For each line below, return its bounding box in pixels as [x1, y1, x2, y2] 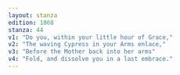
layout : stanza [8, 11, 58, 20]
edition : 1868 [8, 19, 55, 27]
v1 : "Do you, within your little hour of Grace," [8, 33, 174, 41]
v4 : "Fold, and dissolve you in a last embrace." [8, 55, 174, 63]
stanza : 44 [8, 26, 44, 34]
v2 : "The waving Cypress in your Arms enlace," [8, 41, 167, 48]
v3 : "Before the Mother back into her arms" [8, 48, 156, 55]
